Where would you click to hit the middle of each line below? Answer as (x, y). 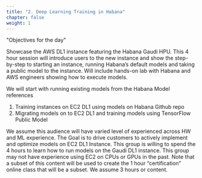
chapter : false (25, 17)
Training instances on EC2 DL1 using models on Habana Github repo (100, 107)
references (20, 95)
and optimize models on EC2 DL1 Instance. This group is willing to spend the (101, 144)
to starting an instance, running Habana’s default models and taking (111, 64)
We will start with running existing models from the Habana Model (88, 89)
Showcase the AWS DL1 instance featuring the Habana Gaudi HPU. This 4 (97, 52)
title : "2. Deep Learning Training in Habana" (66, 12)
